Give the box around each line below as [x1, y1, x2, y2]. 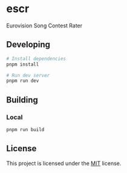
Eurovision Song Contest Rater [6, 22, 83, 29]
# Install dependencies [6, 55, 67, 62]
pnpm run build [6, 126, 45, 132]
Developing [6, 39, 50, 50]
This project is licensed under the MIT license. [6, 160, 122, 167]
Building [6, 95, 38, 105]
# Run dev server [6, 72, 50, 78]
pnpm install [6, 61, 39, 67]
